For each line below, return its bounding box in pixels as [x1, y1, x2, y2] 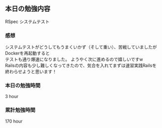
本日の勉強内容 [5, 4, 51, 13]
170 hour [5, 118, 23, 124]
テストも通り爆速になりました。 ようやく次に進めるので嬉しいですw [5, 56, 143, 62]
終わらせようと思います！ [5, 69, 57, 75]
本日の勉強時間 [5, 82, 41, 89]
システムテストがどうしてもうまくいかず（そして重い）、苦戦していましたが [5, 44, 157, 50]
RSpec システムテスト [5, 19, 50, 25]
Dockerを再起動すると [5, 51, 50, 56]
